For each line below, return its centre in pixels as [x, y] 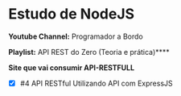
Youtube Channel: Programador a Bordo [76, 36]
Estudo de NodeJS [72, 14]
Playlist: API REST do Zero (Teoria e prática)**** [89, 52]
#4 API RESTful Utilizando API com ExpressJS [96, 83]
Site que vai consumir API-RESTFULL [72, 67]
